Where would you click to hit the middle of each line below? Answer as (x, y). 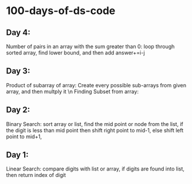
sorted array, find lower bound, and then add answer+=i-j (75, 53)
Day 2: (18, 110)
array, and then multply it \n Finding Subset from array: (73, 91)
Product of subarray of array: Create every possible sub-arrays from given (96, 85)
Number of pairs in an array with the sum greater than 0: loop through (90, 46)
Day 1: (17, 155)
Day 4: (18, 33)
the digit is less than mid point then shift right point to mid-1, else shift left (95, 130)
